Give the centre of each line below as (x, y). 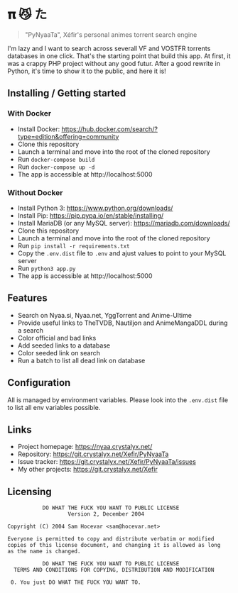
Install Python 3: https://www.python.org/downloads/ (95, 208)
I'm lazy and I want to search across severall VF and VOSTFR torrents (109, 48)
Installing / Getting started (67, 93)
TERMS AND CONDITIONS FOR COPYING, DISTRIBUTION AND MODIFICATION (114, 570)
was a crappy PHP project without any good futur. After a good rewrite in (114, 63)
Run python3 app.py (47, 268)
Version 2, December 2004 (106, 514)
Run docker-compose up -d (56, 167)
